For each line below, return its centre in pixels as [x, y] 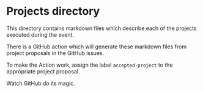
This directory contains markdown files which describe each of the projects [102, 28]
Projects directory [53, 11]
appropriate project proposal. [43, 71]
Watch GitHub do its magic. [41, 83]
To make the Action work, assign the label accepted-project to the [90, 65]
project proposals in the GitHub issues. [55, 53]
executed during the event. [40, 34]
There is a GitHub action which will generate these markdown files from [97, 46]
